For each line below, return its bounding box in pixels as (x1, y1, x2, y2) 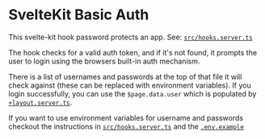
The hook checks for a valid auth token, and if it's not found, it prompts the (8, 47, 257, 57)
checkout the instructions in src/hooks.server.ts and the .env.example (8, 121, 245, 131)
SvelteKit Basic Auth (8, 6, 149, 24)
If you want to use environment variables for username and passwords (8, 112, 244, 122)
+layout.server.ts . (8, 97, 73, 107)
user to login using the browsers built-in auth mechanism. (8, 56, 200, 66)
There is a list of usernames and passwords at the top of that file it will (8, 72, 242, 81)
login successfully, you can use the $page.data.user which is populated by (8, 88, 257, 98)
